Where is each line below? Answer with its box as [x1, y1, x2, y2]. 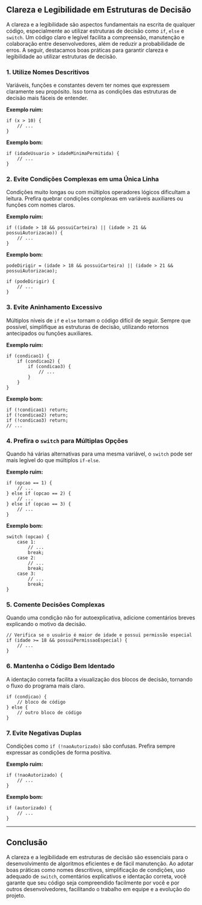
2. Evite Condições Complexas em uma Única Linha [6, 175, 159, 183]
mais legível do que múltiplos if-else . [6, 457, 100, 463]
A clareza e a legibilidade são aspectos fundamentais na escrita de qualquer [6, 20, 195, 28]
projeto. [6, 892, 26, 899]
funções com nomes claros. [6, 201, 75, 208]
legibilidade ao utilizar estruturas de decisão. [6, 52, 117, 60]
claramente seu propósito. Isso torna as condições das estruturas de [6, 88, 177, 95]
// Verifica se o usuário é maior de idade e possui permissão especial [6, 632, 192, 638]
